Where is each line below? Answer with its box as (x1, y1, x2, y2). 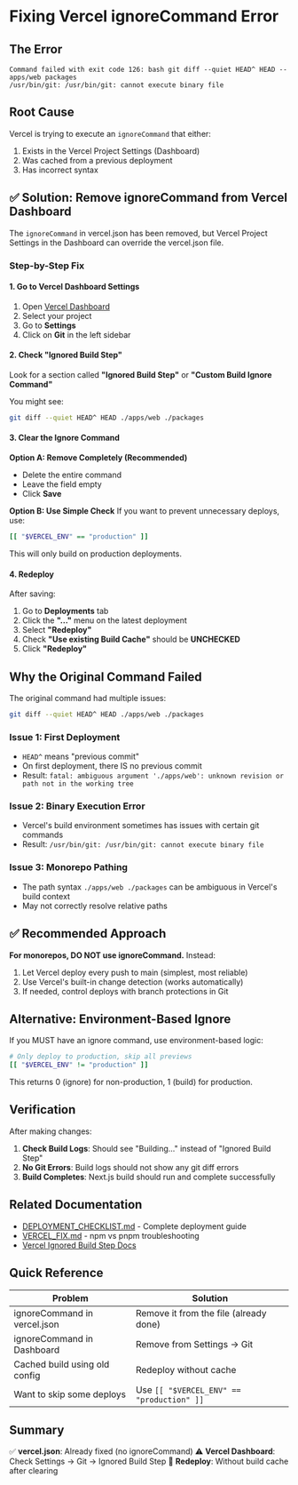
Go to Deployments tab (21, 606, 109, 617)
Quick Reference (9, 1265, 104, 1281)
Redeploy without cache (136, 1363, 237, 1376)
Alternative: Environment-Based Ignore (9, 1011, 231, 1026)
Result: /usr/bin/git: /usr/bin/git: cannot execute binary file (21, 839, 264, 850)
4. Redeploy (9, 569, 55, 579)
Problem (51, 1291, 89, 1304)
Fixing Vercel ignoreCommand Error (9, 6, 279, 27)
